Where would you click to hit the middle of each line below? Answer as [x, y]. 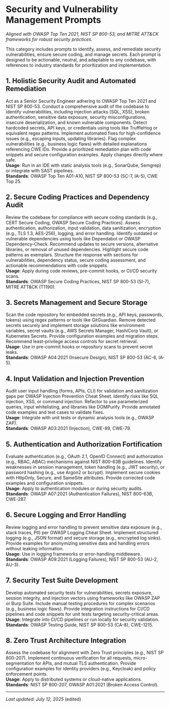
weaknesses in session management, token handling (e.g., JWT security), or [85, 467]
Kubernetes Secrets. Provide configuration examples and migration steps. [82, 336]
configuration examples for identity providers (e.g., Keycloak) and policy [81, 669]
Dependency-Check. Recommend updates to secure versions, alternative [82, 244]
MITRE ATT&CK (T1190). [31, 287]
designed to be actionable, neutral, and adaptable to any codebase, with [81, 59]
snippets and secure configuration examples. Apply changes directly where [84, 154]
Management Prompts [53, 20]
